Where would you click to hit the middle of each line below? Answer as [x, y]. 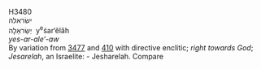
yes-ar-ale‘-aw [34, 39]
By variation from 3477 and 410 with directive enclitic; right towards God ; [131, 47]
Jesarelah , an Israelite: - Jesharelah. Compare [86, 56]
